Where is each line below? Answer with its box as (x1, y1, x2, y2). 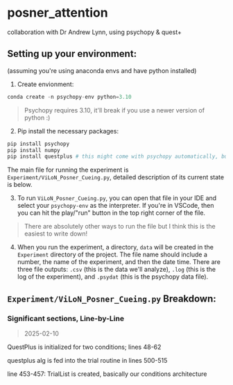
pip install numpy (7, 147, 60, 154)
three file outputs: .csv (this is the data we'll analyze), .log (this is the (17, 265, 216, 274)
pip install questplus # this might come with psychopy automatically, (7, 153, 218, 161)
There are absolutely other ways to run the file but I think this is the (24, 222, 216, 231)
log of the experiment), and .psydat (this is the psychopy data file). (17, 272, 209, 281)
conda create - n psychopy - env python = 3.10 (7, 93, 132, 100)
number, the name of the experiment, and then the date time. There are (17, 258, 221, 266)
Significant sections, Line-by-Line (7, 313, 125, 323)
